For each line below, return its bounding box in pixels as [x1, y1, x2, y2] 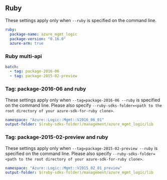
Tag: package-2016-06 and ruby [5, 85, 86, 92]
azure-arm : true [10, 41, 44, 46]
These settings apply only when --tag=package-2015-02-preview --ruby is [5, 145, 158, 151]
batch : [5, 64, 19, 69]
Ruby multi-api [5, 53, 42, 60]
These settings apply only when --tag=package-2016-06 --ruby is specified [5, 97, 160, 103]
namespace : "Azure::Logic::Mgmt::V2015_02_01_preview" [5, 165, 122, 170]
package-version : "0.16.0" [10, 36, 66, 42]
